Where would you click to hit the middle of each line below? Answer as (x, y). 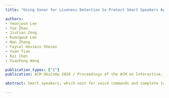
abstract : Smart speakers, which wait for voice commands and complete (82, 83)
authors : (14, 19)
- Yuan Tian (18, 51)
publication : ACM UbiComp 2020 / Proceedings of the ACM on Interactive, (84, 74)
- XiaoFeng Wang (22, 60)
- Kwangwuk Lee (21, 37)
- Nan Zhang (18, 42)
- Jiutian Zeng (21, 33)
